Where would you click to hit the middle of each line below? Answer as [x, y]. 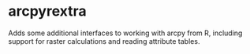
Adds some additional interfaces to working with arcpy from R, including [125, 33]
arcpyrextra [47, 11]
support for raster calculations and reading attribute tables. [104, 41]
